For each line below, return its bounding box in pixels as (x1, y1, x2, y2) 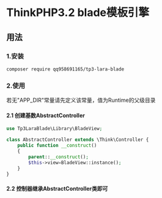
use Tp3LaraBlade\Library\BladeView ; (6, 126, 103, 132)
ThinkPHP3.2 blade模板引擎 (6, 6, 150, 20)
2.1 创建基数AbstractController (6, 112, 86, 119)
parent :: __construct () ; (28, 154, 89, 160)
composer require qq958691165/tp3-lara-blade (6, 66, 124, 72)
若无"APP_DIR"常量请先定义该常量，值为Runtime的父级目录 (6, 96, 156, 104)
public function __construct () (17, 142, 97, 149)
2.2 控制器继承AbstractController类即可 (6, 185, 108, 192)
